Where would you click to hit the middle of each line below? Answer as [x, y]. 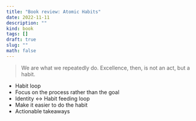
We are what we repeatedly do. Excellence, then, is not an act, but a [105, 68]
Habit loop [28, 86]
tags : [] [17, 34]
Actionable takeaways [43, 111]
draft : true [21, 40]
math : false [21, 51]
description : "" [27, 23]
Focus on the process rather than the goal [67, 92]
